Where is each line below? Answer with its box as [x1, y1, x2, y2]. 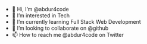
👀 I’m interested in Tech [11, 12, 70, 19]
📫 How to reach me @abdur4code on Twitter [11, 32, 124, 38]
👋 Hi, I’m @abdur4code [11, 6, 70, 12]
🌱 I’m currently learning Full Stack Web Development [11, 18, 141, 25]
